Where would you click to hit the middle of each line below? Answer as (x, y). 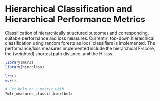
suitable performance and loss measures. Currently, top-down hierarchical (80, 38)
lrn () (10, 76)
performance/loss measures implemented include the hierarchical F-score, (80, 48)
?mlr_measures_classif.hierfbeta (39, 94)
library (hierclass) (25, 67)
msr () (10, 81)
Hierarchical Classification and (69, 9)
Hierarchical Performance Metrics (75, 19)
